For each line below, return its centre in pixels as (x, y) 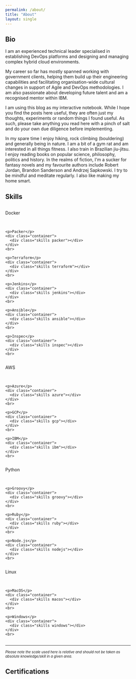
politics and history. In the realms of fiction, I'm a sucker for (66, 160)
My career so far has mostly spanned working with (57, 72)
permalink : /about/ (25, 10)
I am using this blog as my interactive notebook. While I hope (68, 108)
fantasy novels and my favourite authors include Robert (62, 165)
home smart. (18, 181)
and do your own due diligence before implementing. (59, 129)
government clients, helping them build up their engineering (66, 77)
